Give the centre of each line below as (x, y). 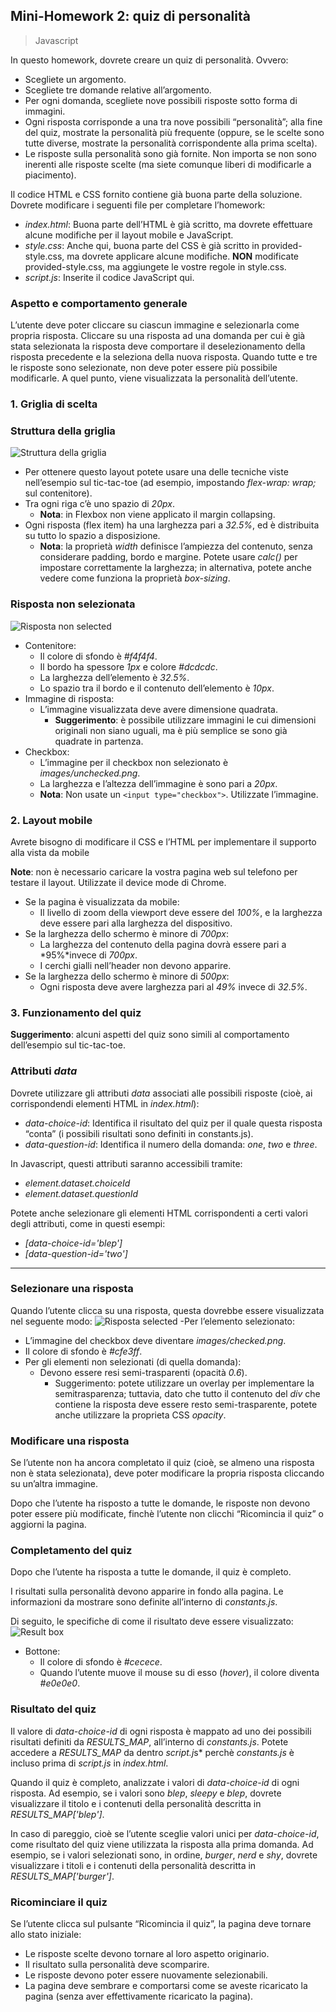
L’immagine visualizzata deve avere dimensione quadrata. (158, 709)
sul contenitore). (58, 493)
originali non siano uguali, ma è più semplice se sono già (171, 730)
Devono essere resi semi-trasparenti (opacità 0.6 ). (143, 1372)
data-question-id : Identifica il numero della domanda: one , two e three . (171, 1144)
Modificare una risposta (70, 1441)
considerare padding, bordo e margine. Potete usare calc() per (168, 557)
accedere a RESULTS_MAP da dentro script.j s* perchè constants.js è (152, 1752)
